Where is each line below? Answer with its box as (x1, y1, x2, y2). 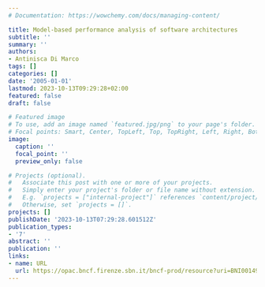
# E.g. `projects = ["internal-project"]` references (8, 194, 196, 202)
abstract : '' (8, 237, 51, 245)
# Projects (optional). (8, 171, 87, 180)
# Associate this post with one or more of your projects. (8, 179, 214, 187)
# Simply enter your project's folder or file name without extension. (8, 186, 256, 194)
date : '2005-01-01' (8, 76, 73, 85)
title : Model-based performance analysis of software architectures (8, 25, 238, 34)
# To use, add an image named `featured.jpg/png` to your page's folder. (8, 121, 256, 129)
